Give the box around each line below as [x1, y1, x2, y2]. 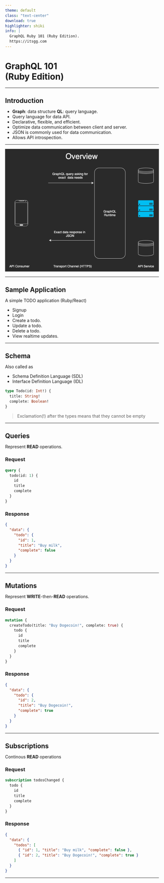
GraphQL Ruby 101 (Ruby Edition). [9, 34, 80, 39]
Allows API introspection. [12, 135, 62, 141]
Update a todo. [12, 323, 42, 328]
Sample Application [5, 286, 66, 294]
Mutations [5, 581, 37, 590]
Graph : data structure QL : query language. [12, 108, 98, 115]
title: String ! [9, 394, 41, 399]
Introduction [5, 97, 44, 105]
